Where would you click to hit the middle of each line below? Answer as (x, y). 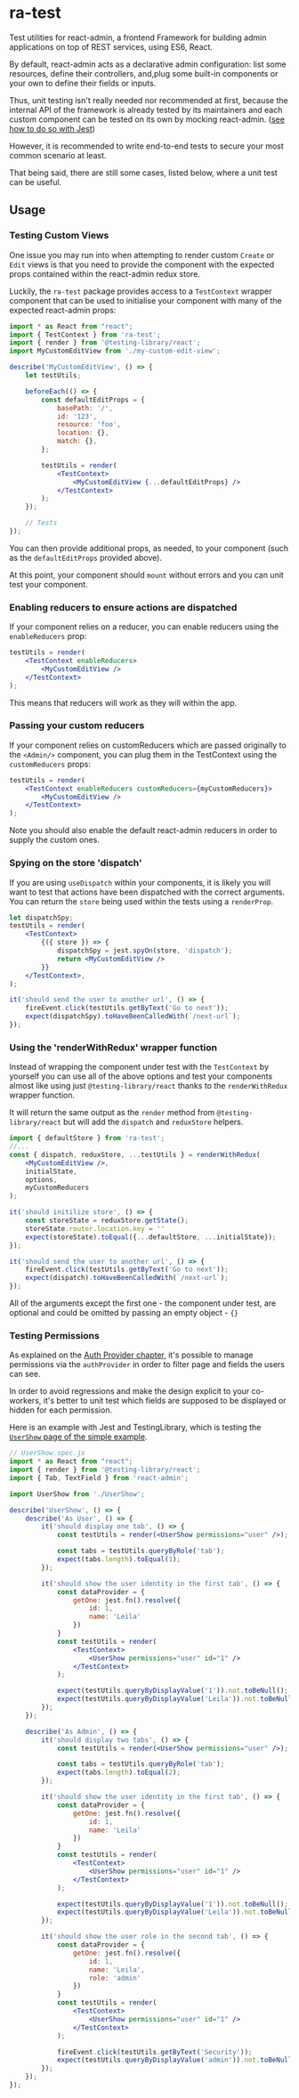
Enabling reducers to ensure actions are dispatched (123, 607)
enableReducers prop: (48, 636)
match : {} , (77, 441)
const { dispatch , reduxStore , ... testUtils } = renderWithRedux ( (135, 1154)
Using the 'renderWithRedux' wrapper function (113, 1047)
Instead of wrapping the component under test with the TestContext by (139, 1067)
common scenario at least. (58, 155)
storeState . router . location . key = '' (95, 1228)
